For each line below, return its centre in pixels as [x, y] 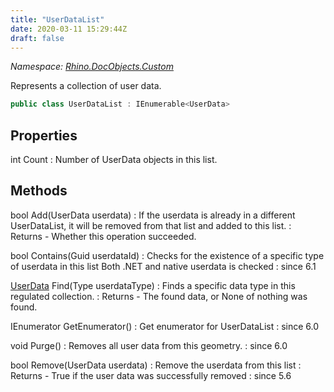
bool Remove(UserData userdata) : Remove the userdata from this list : [156, 365]
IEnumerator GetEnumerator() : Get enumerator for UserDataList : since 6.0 [165, 326]
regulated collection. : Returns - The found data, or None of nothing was [159, 296]
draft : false [37, 38]
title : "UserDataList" [57, 19]
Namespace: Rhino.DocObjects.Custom [92, 67]
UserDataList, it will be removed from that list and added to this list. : [151, 225]
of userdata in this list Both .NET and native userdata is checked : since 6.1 [163, 266]
